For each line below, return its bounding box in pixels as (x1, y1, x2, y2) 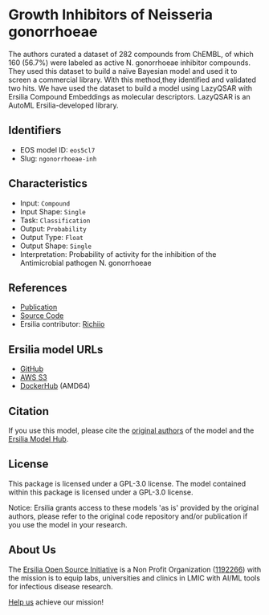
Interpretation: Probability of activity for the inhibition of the (19, 249, 217, 259)
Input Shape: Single (19, 206, 86, 216)
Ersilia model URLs (8, 343, 104, 356)
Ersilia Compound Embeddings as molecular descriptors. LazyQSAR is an (8, 92, 251, 101)
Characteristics (8, 177, 88, 190)
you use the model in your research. (8, 519, 128, 529)
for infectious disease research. (8, 581, 114, 591)
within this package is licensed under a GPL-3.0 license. (8, 487, 194, 497)
